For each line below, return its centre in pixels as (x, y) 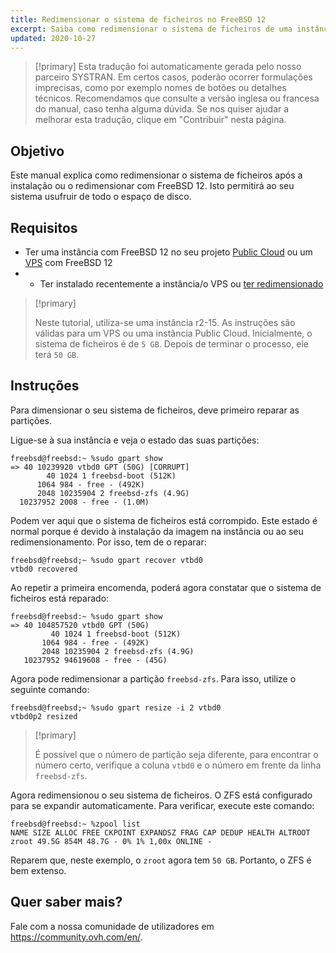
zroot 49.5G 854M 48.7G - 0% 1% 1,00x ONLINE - (111, 841)
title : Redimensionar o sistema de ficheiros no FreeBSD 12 (138, 19)
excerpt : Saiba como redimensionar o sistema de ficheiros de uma (151, 29)
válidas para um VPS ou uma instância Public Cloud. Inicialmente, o (173, 333)
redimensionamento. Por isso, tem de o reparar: (108, 542)
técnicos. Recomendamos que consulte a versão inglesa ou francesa (177, 98)
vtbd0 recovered (44, 569)
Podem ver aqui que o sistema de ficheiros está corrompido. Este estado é (164, 520)
